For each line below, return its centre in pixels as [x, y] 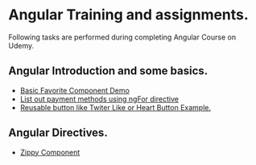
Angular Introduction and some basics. [108, 71]
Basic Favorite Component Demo [75, 90]
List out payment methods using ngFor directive [99, 99]
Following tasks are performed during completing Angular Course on [122, 37]
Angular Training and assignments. [129, 15]
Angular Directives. [58, 133]
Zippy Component [50, 152]
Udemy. [21, 45]
